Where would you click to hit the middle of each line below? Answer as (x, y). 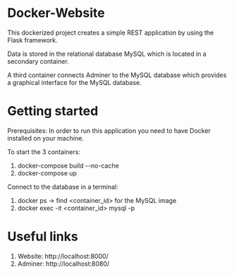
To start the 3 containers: (44, 152)
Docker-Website (56, 13)
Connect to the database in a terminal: (63, 187)
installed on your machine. (46, 138)
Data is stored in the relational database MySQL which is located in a (107, 54)
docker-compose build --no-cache (68, 165)
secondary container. (38, 61)
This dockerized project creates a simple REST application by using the (111, 33)
